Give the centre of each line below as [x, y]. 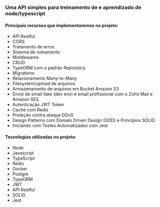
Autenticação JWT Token [38, 105]
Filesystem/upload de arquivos [44, 83]
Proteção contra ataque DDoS [43, 115]
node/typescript [25, 13]
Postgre [20, 174]
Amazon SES [26, 99]
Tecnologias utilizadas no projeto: [41, 137]
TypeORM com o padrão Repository [49, 68]
